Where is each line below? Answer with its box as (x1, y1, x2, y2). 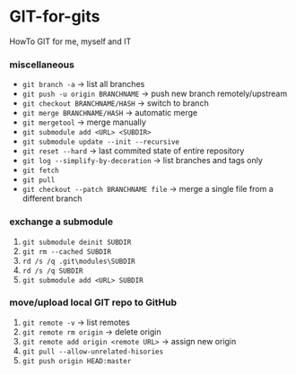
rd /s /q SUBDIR (22, 266, 83, 275)
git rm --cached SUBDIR (22, 247, 112, 257)
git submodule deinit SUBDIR (22, 238, 132, 247)
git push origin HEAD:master (22, 356, 132, 365)
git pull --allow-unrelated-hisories (22, 347, 164, 356)
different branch (22, 193, 83, 204)
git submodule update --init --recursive (22, 137, 179, 147)
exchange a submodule (9, 215, 114, 228)
